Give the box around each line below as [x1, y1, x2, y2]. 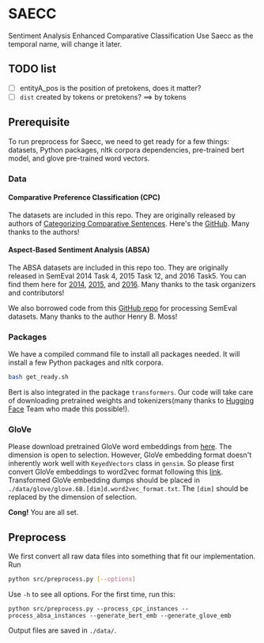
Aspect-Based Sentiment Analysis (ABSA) [8, 245, 150, 255]
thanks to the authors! [8, 227, 80, 236]
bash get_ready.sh [8, 373, 69, 381]
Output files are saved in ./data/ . [8, 626, 117, 635]
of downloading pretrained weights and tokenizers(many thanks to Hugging [8, 396, 255, 406]
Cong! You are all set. [8, 508, 79, 517]
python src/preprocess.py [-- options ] [8, 575, 136, 584]
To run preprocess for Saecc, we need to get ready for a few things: [8, 136, 229, 146]
